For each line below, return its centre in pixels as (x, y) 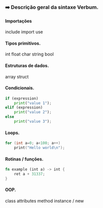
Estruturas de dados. (27, 65)
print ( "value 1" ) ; (33, 103)
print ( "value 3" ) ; (33, 122)
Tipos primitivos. (23, 43)
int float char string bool (30, 54)
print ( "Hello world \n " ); (39, 148)
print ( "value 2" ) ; (33, 112)
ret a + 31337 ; (30, 174)
